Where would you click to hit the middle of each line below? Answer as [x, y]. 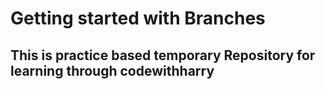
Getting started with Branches [138, 18]
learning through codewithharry [112, 70]
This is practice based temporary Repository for [163, 55]
